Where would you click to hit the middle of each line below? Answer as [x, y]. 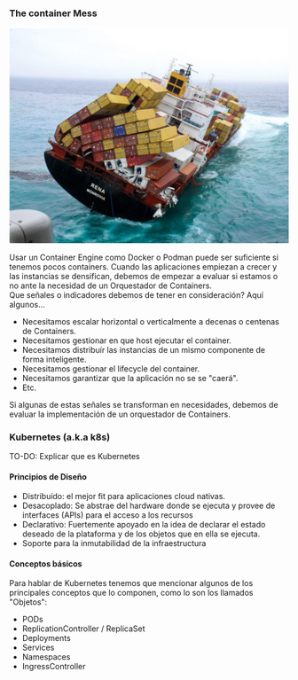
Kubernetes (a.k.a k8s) [60, 437]
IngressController [54, 667]
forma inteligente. [54, 359]
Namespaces [46, 657]
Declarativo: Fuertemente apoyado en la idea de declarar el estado [144, 525]
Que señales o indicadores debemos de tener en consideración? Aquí [137, 294]
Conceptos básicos [46, 563]
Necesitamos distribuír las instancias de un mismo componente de [144, 349]
